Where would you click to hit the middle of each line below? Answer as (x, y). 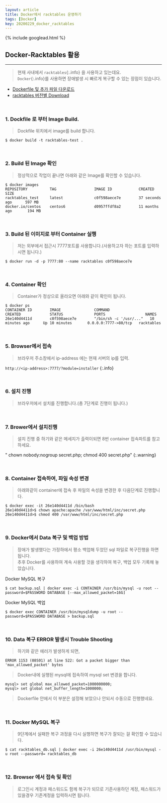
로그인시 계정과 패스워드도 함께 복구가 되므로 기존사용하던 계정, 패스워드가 (89, 789)
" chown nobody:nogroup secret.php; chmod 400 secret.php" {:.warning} (81, 455)
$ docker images (22, 185)
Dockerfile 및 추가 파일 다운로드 (43, 89)
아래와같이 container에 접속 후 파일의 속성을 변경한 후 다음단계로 (80, 490)
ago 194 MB (23, 211)
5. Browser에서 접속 (29, 346)
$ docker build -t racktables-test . (44, 140)
